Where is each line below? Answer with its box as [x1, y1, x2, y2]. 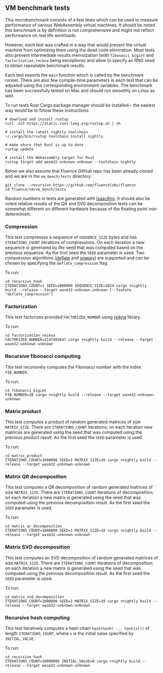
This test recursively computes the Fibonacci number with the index [5, 364, 141, 370]
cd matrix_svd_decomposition [5, 594, 64, 599]
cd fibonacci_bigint [5, 388, 47, 393]
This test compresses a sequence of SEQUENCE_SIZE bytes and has [5, 234, 137, 240]
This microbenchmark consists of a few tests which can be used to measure [5, 17, 158, 22]
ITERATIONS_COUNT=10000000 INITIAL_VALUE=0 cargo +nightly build [5, 658, 140, 664]
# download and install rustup [5, 117, 69, 121]
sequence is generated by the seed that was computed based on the [5, 245, 144, 251]
